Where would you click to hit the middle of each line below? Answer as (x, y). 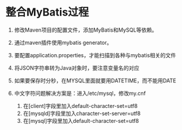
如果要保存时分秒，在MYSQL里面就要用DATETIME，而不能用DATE (95, 81)
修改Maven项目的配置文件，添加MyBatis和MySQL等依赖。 (86, 30)
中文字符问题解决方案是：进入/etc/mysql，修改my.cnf (80, 93)
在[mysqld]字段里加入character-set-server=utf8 (82, 113)
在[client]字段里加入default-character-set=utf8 (80, 106)
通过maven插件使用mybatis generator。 (63, 42)
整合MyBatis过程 (47, 12)
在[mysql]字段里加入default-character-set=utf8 (81, 120)
